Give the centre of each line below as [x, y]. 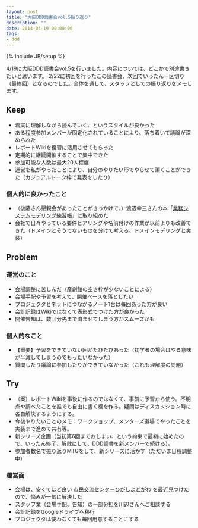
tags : [13, 34]
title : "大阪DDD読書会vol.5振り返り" [49, 17]
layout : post [22, 12]
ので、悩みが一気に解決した [49, 497]
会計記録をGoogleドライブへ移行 [55, 512]
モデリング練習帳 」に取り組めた [69, 215]
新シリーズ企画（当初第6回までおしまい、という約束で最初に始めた [97, 436]
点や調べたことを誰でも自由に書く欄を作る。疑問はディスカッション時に [103, 406]
